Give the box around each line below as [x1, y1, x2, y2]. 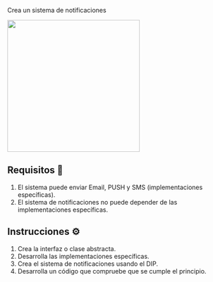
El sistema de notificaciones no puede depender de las [17, 198, 178, 206]
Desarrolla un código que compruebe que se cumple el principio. [17, 267, 207, 275]
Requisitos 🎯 [7, 165, 63, 177]
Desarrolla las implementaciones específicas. [17, 252, 150, 260]
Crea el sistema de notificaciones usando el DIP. [17, 259, 159, 268]
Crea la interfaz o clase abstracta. [17, 244, 116, 252]
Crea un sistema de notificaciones [7, 6, 107, 14]
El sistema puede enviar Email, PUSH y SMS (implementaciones [17, 183, 203, 191]
